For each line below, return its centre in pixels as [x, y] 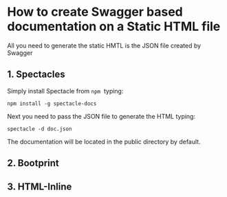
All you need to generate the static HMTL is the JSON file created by [104, 45]
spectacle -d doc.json [40, 129]
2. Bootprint [33, 163]
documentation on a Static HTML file [114, 26]
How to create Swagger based [95, 12]
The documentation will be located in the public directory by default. [104, 141]
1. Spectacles [36, 74]
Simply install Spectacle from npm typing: [65, 91]
